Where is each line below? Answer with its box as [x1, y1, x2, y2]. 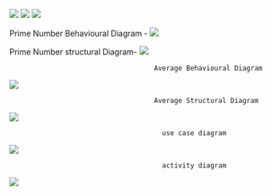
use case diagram [162, 129, 227, 138]
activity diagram [162, 161, 227, 170]
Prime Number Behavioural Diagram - [9, 28, 148, 38]
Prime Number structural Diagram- [9, 47, 137, 57]
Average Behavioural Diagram [154, 64, 263, 72]
